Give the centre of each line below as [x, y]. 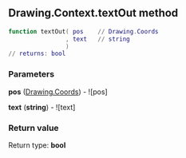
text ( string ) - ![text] [42, 107]
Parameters [31, 74]
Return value [34, 128]
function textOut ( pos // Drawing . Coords [83, 31]
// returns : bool [37, 54]
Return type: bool [37, 145]
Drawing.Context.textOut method [93, 13]
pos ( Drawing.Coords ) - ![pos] [58, 92]
